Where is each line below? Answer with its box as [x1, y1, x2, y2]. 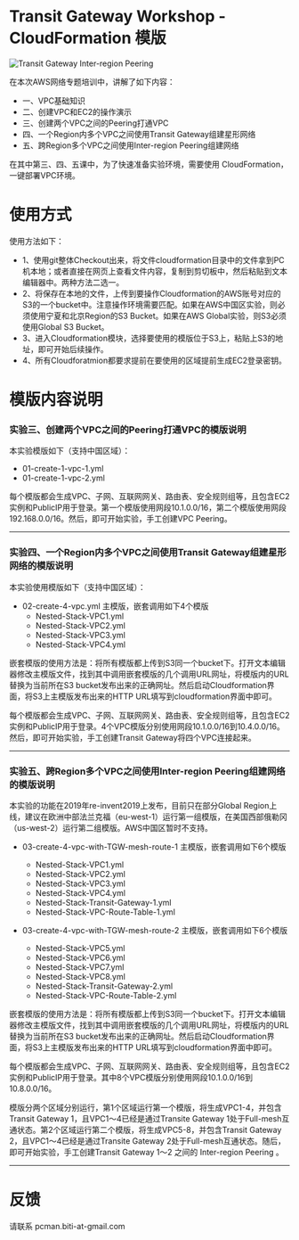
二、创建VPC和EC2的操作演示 [21, 106, 132, 117]
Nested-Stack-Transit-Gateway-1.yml [35, 897, 172, 907]
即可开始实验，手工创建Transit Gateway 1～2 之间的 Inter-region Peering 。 [9, 1146, 284, 1157]
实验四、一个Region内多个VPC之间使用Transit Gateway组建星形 [9, 546, 287, 559]
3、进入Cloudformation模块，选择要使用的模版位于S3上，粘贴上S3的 [21, 333, 276, 343]
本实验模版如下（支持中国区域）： [9, 446, 131, 456]
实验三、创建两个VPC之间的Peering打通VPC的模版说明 [9, 423, 246, 436]
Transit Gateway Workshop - [9, 6, 227, 27]
